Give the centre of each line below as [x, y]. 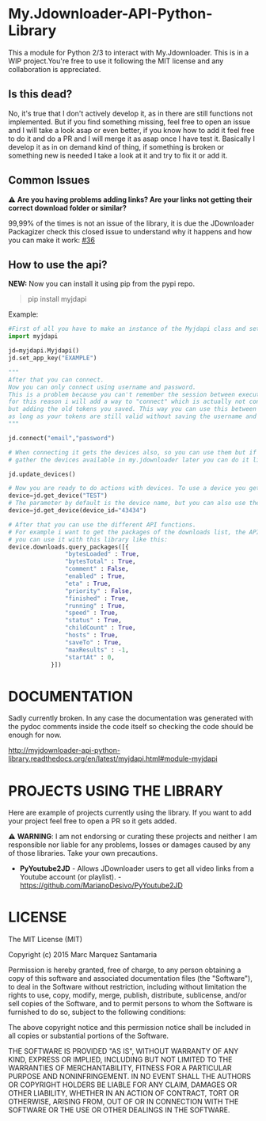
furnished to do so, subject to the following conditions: [97, 1012]
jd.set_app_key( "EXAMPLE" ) [53, 358]
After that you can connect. [56, 380]
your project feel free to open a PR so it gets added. [93, 821]
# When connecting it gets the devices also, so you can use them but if [133, 452]
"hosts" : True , [91, 635]
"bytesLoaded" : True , [102, 554]
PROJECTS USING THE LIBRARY [116, 790]
